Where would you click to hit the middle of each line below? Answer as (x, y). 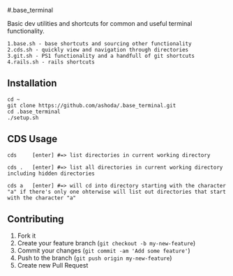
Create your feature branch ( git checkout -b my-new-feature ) (106, 243)
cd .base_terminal (34, 112)
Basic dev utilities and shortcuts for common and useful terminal (100, 23)
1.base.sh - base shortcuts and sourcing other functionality (99, 44)
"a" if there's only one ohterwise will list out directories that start (117, 192)
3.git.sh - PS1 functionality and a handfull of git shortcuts (101, 56)
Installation (32, 83)
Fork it (27, 236)
